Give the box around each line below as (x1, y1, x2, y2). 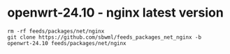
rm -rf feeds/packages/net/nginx (7, 28, 105, 35)
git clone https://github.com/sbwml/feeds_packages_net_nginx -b (7, 33, 201, 41)
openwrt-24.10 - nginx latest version (7, 5, 224, 21)
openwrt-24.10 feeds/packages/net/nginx (7, 39, 127, 46)
